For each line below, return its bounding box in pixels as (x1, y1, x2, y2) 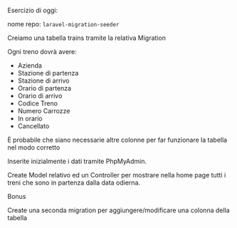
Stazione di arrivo (17, 76, 70, 85)
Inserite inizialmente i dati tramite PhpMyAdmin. (7, 157, 147, 165)
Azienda (17, 61, 43, 70)
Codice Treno (17, 99, 58, 108)
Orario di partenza (17, 84, 72, 92)
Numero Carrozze (17, 107, 70, 115)
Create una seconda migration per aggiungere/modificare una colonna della (7, 206, 230, 214)
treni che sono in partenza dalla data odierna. (7, 178, 141, 187)
